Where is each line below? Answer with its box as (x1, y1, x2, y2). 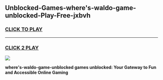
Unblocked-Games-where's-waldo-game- (5, 4, 136, 12)
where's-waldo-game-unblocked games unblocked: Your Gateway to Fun (5, 64, 157, 70)
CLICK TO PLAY (5, 26, 43, 33)
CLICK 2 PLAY (5, 44, 39, 51)
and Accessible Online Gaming (5, 69, 68, 75)
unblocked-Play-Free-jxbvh (5, 12, 91, 20)
